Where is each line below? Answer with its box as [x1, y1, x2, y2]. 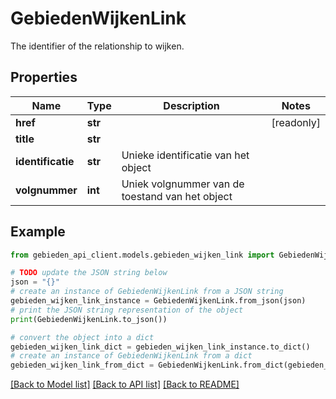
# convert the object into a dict [10, 332, 155, 342]
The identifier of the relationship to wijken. [10, 40, 185, 52]
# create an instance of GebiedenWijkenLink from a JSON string [10, 287, 284, 297]
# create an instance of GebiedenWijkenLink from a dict [10, 351, 253, 361]
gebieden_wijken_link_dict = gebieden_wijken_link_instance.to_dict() [10, 342, 311, 352]
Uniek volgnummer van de [121, 177, 245, 191]
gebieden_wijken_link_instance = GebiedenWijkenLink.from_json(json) [10, 296, 307, 306]
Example [10, 223, 66, 241]
